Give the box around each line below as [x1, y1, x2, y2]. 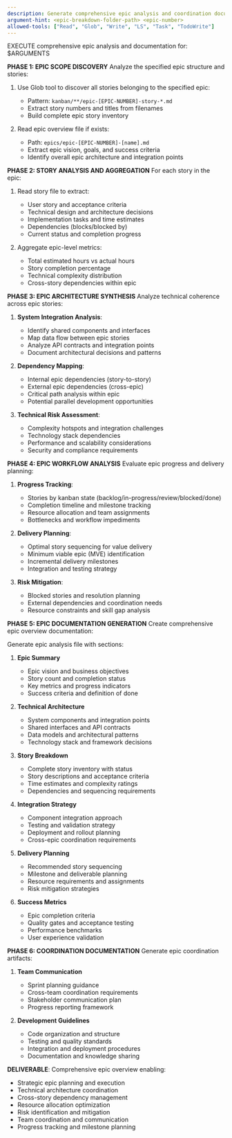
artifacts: [7, 954, 33, 962]
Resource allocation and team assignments [27, 508, 151, 517]
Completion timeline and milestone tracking [27, 501, 151, 509]
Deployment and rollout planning [27, 828, 121, 837]
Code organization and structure [27, 1030, 120, 1038]
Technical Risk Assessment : [17, 411, 100, 419]
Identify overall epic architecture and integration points [27, 153, 184, 161]
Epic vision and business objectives [27, 667, 129, 675]
